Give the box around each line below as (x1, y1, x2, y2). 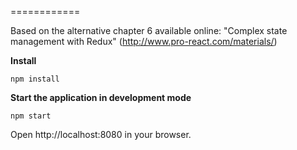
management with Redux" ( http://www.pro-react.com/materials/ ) (10, 36, 278, 47)
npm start (10, 111, 52, 121)
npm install (10, 74, 60, 84)
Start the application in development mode (10, 92, 192, 103)
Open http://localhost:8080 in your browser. (10, 129, 192, 140)
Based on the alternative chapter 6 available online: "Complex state (10, 25, 288, 36)
